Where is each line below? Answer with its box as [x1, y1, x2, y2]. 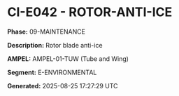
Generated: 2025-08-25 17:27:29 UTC [7, 81, 118, 90]
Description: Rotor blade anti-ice [7, 41, 103, 49]
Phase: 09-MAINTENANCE [7, 27, 86, 36]
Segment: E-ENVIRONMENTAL [7, 68, 97, 76]
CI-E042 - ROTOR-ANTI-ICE [7, 4, 173, 20]
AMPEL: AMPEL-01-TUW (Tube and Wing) [7, 54, 129, 63]
